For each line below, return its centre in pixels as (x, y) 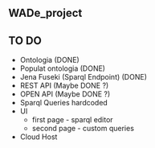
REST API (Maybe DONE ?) (64, 86)
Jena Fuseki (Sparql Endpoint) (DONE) (83, 77)
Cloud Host (39, 137)
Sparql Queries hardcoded (64, 103)
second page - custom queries (83, 129)
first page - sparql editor (73, 120)
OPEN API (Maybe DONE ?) (65, 94)
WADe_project (45, 13)
